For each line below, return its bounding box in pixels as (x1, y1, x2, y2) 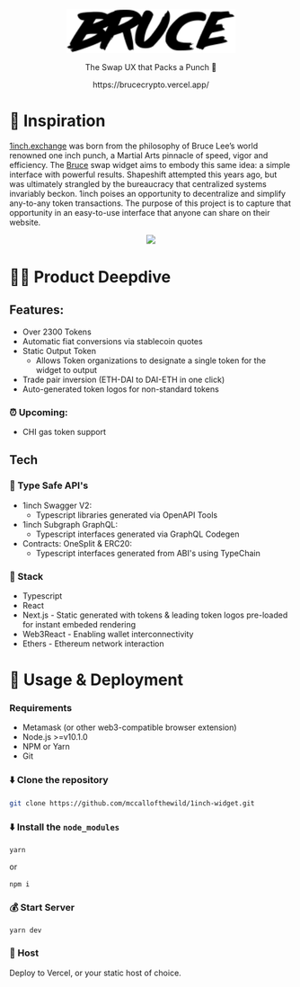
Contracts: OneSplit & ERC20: (22, 538, 133, 548)
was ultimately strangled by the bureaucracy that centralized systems (9, 178, 267, 189)
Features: (9, 302, 65, 318)
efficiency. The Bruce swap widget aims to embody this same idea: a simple (9, 159, 290, 170)
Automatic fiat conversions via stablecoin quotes (22, 335, 204, 346)
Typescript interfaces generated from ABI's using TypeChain (35, 547, 260, 558)
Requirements (9, 702, 73, 715)
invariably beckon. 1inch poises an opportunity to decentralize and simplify (9, 188, 286, 199)
